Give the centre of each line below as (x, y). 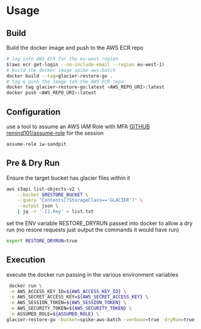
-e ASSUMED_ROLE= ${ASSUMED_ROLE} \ (54, 314)
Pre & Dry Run (33, 163)
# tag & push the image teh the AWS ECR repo (65, 82)
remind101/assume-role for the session (55, 133)
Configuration (33, 112)
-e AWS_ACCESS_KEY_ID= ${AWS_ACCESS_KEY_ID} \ (68, 291)
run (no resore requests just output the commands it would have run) (93, 230)
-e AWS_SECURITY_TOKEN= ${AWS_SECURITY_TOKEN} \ (70, 308)
